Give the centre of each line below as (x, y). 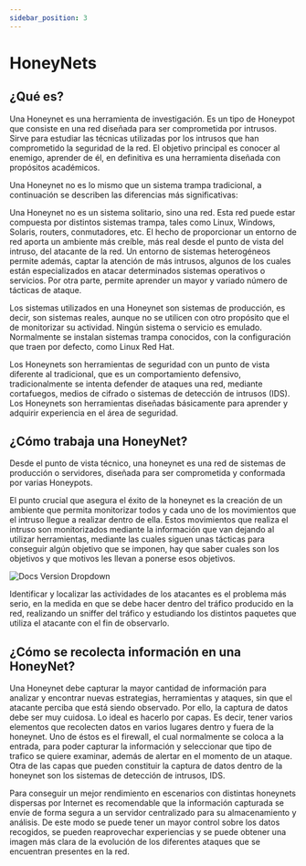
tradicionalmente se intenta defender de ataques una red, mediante (136, 384)
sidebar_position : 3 (49, 18)
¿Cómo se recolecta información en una (126, 652)
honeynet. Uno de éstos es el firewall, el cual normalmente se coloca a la (147, 737)
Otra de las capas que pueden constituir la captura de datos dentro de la (146, 766)
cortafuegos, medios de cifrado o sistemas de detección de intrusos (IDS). (150, 393)
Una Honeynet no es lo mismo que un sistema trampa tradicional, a (136, 185)
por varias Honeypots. (51, 483)
